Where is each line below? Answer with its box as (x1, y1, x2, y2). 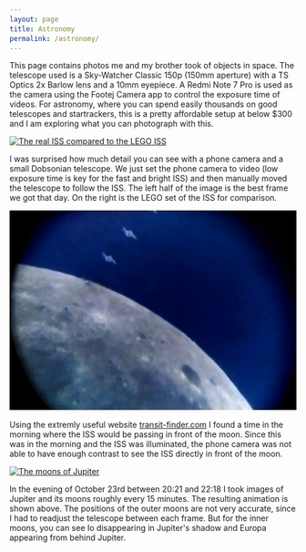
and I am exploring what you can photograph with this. (9, 119, 214, 130)
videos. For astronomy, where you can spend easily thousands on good (9, 99, 278, 109)
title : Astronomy (9, 24, 76, 34)
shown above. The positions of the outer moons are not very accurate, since (9, 503, 296, 514)
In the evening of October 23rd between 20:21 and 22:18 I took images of (9, 484, 284, 495)
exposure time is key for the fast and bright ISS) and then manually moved (9, 173, 288, 184)
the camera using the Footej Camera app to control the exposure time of (9, 89, 280, 100)
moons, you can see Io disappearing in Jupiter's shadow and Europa (9, 522, 267, 533)
